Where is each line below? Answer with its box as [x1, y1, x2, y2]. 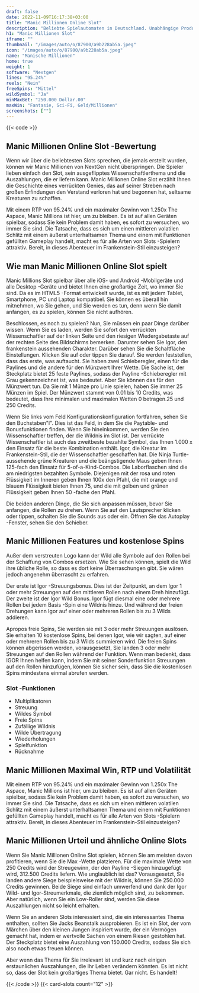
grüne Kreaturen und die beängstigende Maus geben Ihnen [37, 457, 182, 464]
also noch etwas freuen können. [6, 944, 85, 952]
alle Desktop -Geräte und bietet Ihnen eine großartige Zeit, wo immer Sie [6, 283, 184, 290]
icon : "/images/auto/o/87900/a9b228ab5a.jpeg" [6, 47, 123, 53]
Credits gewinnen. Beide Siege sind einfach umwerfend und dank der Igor [6, 883, 187, 890]
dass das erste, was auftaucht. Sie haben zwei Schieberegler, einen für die [6, 358, 188, 364]
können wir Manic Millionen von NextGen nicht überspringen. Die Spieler [6, 164, 184, 171]
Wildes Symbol [14, 710, 52, 717]
